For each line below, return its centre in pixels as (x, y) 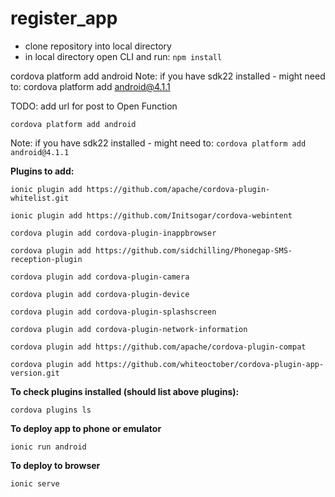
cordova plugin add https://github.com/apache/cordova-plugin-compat (158, 347)
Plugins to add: (42, 171)
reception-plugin (46, 259)
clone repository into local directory (98, 46)
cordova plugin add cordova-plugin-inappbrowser (113, 233)
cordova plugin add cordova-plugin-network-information (129, 329)
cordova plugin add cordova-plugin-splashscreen (113, 312)
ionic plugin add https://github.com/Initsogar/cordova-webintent (151, 215)
